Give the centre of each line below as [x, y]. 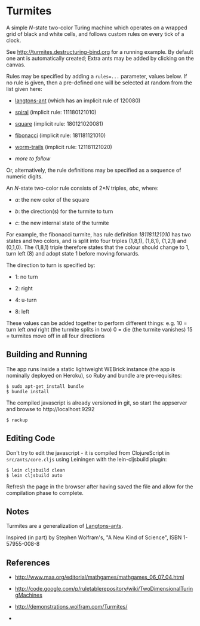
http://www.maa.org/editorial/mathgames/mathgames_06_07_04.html [99, 577]
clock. [14, 40]
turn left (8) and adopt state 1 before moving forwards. [73, 253]
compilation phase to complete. [45, 493]
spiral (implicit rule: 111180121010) [56, 112]
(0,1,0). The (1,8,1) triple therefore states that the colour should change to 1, [98, 247]
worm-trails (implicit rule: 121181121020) [63, 147]
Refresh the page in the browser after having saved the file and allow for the [100, 487]
